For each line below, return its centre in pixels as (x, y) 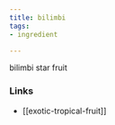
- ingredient (34, 34)
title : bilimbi (38, 18)
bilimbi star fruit (38, 67)
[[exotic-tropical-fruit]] (64, 111)
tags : (19, 26)
